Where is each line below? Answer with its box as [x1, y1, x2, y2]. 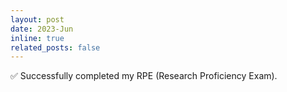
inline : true [10, 33, 65, 43]
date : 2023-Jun [10, 24, 74, 34]
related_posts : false [10, 42, 101, 53]
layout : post [10, 14, 65, 25]
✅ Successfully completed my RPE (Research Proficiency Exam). [10, 70, 278, 82]
